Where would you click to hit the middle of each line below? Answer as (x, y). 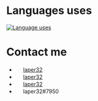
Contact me (37, 52)
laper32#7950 (41, 91)
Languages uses (49, 11)
